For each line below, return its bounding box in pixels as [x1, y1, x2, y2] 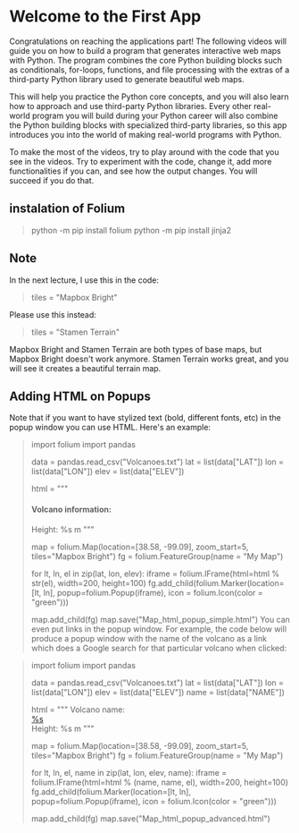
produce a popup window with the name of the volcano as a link [30, 633, 268, 643]
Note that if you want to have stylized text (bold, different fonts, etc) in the [9, 412, 281, 423]
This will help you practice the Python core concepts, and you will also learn [9, 91, 289, 102]
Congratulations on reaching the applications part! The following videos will [9, 36, 287, 47]
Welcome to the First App [9, 6, 202, 27]
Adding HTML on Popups [9, 388, 152, 404]
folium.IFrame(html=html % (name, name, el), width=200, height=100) [30, 777, 288, 787]
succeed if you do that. [9, 174, 95, 185]
